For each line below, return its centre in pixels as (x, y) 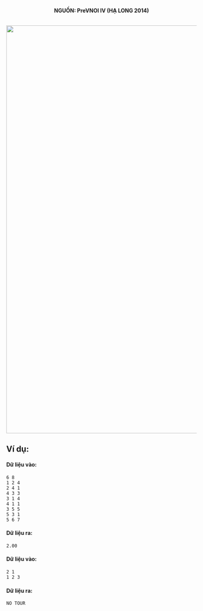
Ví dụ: (18, 449)
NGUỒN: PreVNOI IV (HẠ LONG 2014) (101, 11)
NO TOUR (16, 603)
